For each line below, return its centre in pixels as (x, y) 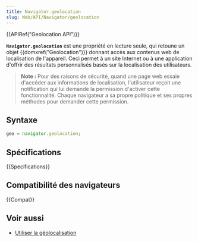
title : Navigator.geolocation (44, 12)
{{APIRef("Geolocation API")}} (43, 34)
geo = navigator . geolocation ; (44, 134)
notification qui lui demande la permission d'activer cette (90, 89)
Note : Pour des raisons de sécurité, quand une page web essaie (100, 76)
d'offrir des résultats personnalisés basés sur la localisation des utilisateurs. (99, 65)
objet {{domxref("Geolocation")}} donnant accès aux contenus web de (93, 52)
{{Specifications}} (28, 166)
